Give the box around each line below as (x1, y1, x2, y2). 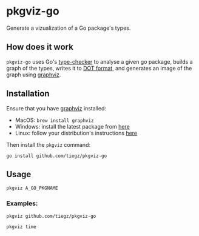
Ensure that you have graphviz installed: (6, 104, 106, 112)
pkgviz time (6, 223, 36, 230)
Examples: (6, 199, 38, 207)
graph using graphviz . (6, 71, 61, 78)
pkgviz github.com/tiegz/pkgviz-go (6, 213, 96, 219)
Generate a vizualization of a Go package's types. (6, 24, 131, 32)
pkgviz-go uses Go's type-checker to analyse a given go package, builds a (6, 58, 193, 65)
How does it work (6, 42, 74, 52)
